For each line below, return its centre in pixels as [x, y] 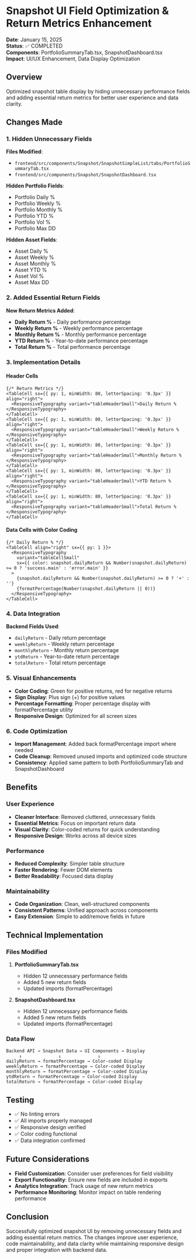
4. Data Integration [33, 613]
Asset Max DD [32, 283]
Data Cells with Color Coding [42, 530]
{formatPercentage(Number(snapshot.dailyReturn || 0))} [86, 589]
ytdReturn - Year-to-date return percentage [67, 657]
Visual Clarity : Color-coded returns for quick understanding [87, 829]
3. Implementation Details [43, 362]
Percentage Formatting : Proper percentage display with [82, 703]
